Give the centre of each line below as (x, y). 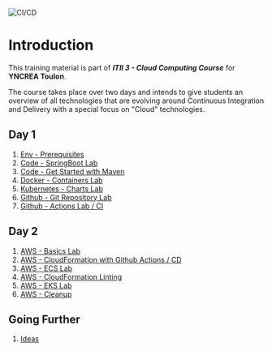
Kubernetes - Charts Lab (61, 188)
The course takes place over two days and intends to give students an (126, 92)
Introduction (51, 45)
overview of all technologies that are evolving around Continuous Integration (136, 101)
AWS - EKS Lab (46, 285)
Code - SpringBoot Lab (59, 163)
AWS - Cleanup (46, 294)
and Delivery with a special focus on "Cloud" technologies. (107, 109)
